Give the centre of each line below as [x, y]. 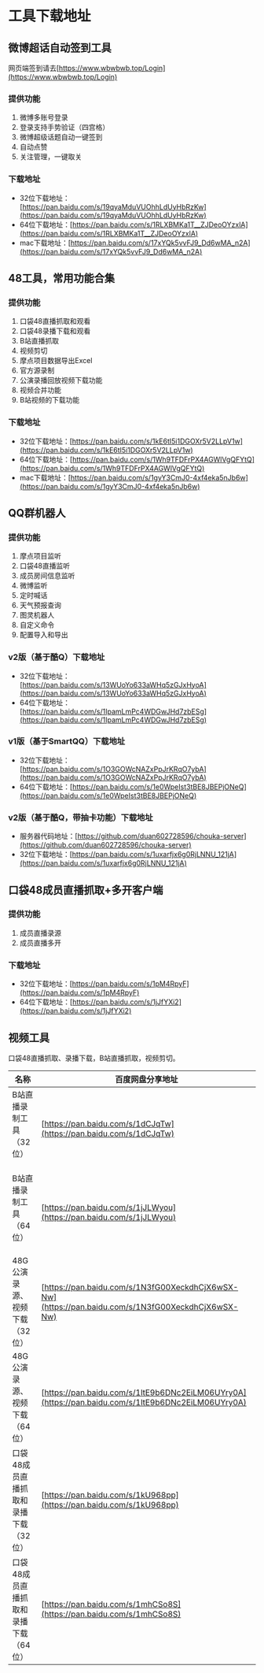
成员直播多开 [40, 943]
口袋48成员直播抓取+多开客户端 [86, 890]
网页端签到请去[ [34, 68]
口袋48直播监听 [45, 566]
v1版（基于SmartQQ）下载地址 [67, 741]
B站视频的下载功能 [49, 400]
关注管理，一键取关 [51, 157]
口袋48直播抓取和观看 [55, 321]
